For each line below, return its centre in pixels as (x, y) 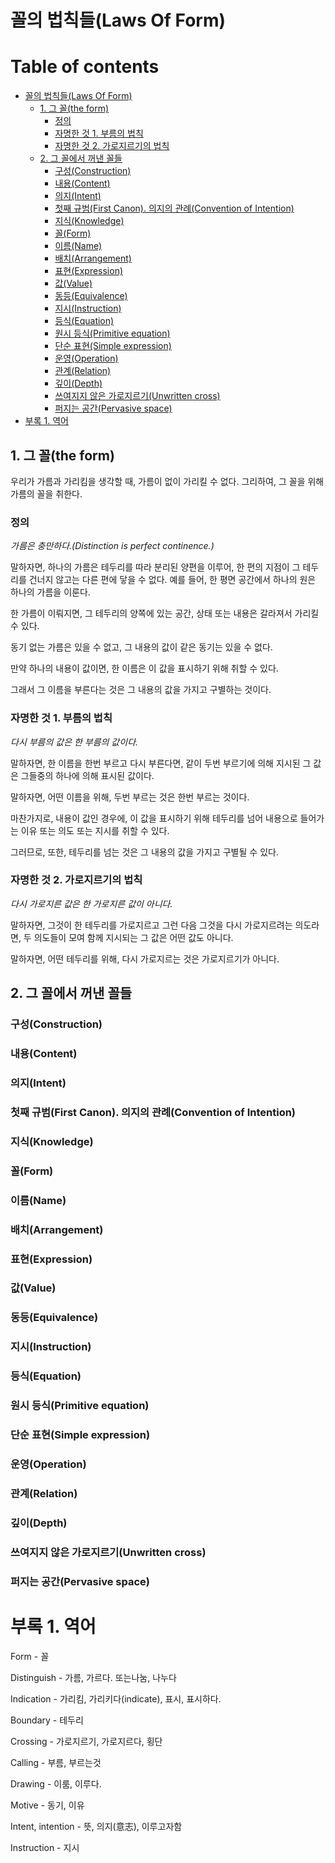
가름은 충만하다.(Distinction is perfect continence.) (112, 546)
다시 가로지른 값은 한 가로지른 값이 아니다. (91, 903)
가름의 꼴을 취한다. (46, 493)
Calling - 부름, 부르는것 (56, 1762)
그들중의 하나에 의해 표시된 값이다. (87, 775)
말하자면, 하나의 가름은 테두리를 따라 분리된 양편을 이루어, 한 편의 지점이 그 (155, 567)
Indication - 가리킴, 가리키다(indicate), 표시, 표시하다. (116, 1698)
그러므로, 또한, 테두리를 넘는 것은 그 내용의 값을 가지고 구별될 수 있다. (144, 852)
